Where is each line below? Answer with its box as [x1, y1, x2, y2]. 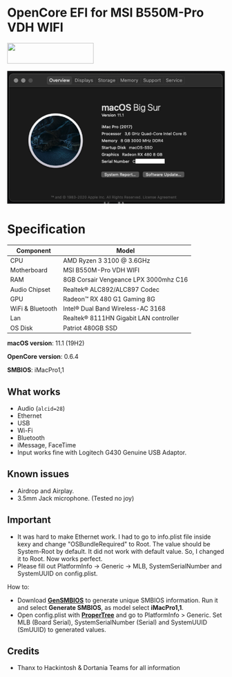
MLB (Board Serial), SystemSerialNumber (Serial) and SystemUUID [17, 618, 208, 627]
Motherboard [10, 266, 48, 275]
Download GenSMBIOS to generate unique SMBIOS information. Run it [17, 596, 219, 604]
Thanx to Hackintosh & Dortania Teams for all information [17, 664, 181, 672]
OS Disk [10, 324, 33, 332]
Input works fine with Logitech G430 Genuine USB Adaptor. [17, 448, 187, 456]
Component [16, 246, 52, 254]
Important [7, 514, 51, 526]
